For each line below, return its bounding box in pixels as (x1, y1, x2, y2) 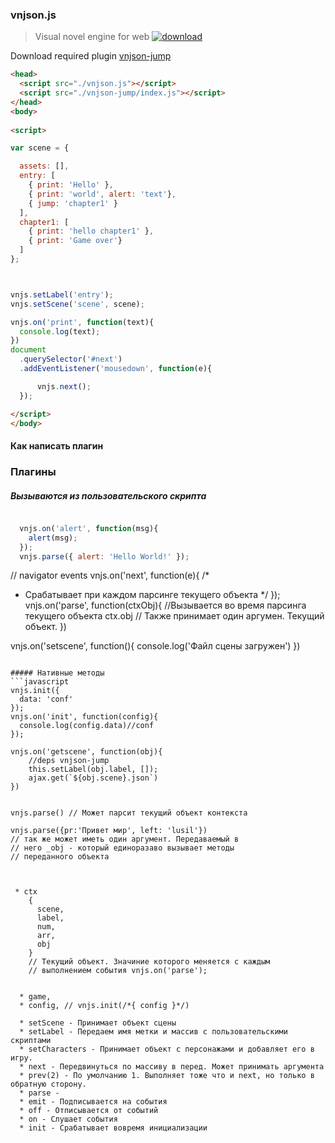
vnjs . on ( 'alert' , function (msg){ (19, 523, 159, 533)
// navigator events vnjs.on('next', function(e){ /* (10, 569, 210, 582)
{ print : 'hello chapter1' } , (28, 226, 155, 237)
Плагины (10, 464, 57, 478)
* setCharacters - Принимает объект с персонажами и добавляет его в (19, 1044, 315, 1055)
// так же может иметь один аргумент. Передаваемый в (10, 834, 240, 845)
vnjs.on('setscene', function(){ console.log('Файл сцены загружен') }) (10, 640, 301, 652)
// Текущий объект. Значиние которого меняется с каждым (28, 957, 271, 967)
